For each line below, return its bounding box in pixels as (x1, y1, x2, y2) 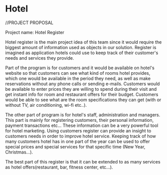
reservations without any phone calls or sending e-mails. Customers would (5, 81, 160, 87)
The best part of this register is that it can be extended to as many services (5, 158, 160, 164)
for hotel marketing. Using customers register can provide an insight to (5, 127, 151, 133)
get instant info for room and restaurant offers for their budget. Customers (5, 91, 158, 97)
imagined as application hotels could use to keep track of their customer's (5, 50, 158, 56)
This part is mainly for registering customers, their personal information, (5, 117, 154, 123)
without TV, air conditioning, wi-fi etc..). (5, 102, 87, 108)
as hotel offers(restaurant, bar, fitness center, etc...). (5, 164, 113, 170)
